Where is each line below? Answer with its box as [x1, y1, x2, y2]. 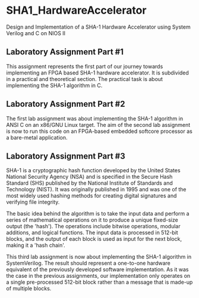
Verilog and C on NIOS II [6, 29, 66, 36]
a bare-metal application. [6, 134, 68, 141]
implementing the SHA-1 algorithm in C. [6, 82, 103, 89]
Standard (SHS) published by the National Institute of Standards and [6, 179, 173, 187]
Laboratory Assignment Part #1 [6, 47, 124, 57]
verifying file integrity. [6, 198, 60, 206]
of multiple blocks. [6, 285, 52, 292]
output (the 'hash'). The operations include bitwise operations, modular [6, 223, 181, 230]
